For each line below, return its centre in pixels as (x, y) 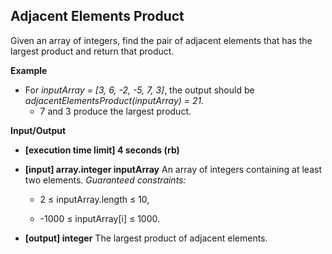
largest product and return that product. (92, 51)
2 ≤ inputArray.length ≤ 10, (94, 199)
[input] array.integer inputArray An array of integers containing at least (173, 169)
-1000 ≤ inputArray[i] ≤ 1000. (100, 218)
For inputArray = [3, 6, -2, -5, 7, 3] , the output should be (139, 90)
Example (29, 70)
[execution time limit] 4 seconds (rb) (102, 150)
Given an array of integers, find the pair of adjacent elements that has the (161, 40)
